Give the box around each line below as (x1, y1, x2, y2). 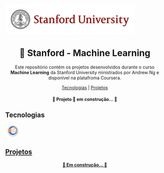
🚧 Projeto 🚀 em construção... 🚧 (52, 96, 118, 102)
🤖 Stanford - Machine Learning (19, 47, 150, 59)
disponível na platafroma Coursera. (48, 75, 122, 81)
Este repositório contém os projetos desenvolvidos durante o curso (15, 64, 155, 70)
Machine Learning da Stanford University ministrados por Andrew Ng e (10, 69, 159, 75)
